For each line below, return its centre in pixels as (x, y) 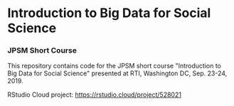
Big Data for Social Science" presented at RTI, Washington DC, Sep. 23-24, (117, 73)
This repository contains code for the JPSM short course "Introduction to (115, 66)
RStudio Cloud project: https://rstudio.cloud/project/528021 (94, 95)
